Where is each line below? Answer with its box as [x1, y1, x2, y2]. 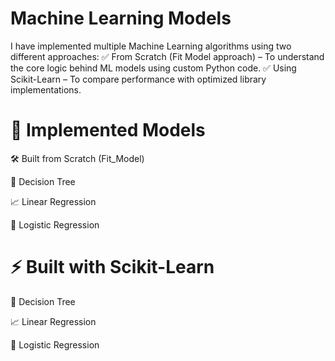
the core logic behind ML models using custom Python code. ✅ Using [10, 62, 297, 74]
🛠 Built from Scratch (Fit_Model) [10, 152, 145, 164]
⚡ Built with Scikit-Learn [10, 256, 215, 279]
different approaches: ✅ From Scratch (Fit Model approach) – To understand [10, 50, 325, 62]
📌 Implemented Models [10, 119, 206, 142]
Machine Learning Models [10, 7, 232, 30]
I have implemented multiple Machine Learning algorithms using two [10, 40, 292, 52]
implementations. [10, 83, 82, 96]
